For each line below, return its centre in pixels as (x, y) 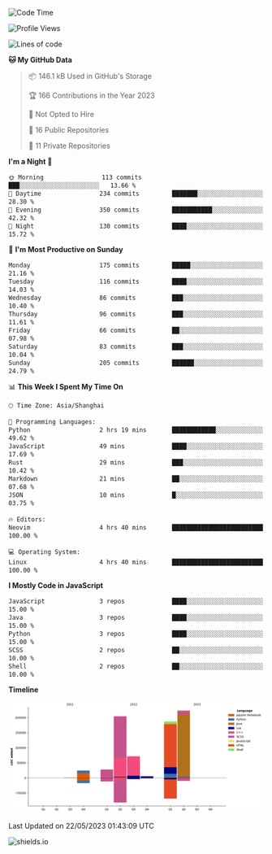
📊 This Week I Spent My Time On (66, 387)
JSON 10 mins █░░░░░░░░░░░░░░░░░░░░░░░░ (136, 495)
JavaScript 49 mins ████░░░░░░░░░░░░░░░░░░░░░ (136, 447)
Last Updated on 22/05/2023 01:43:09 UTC (81, 826)
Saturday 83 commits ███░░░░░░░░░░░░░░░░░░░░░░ (136, 346)
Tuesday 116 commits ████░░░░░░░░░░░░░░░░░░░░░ (136, 281)
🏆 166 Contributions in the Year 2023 (92, 95)
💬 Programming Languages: (52, 422)
